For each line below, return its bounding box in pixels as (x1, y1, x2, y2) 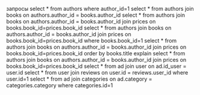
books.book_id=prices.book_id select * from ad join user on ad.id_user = (6, 63, 187, 70)
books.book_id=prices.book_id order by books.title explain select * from (6, 50, 186, 57)
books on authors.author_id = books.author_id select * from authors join (6, 11, 186, 19)
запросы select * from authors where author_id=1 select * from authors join (6, 5, 194, 12)
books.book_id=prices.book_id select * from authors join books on (6, 24, 172, 31)
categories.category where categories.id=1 (6, 82, 113, 89)
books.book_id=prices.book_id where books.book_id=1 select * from (6, 37, 177, 44)
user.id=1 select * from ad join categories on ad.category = (6, 75, 152, 82)
